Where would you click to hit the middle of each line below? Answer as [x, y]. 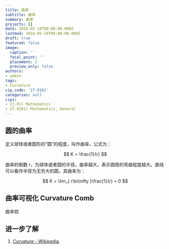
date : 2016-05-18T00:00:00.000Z [39, 29]
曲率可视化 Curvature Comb [50, 198]
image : [12, 48]
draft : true [18, 39]
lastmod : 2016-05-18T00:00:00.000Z [43, 33]
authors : [14, 72]
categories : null [24, 95]
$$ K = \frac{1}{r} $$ [85, 154]
